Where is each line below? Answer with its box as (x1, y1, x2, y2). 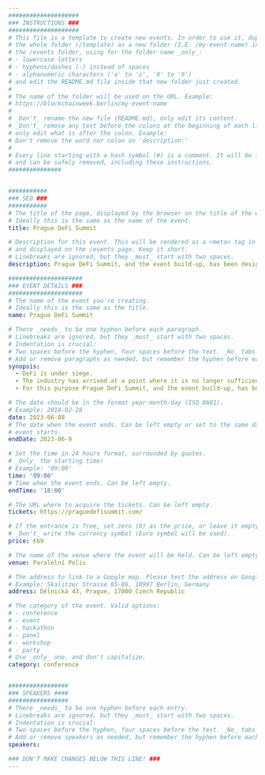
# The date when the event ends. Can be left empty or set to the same (8, 421, 248, 429)
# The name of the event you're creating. (8, 297, 150, 304)
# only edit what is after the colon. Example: (8, 129, 168, 137)
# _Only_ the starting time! (8, 457, 104, 465)
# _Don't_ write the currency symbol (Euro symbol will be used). (8, 530, 231, 538)
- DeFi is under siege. (15, 369, 93, 378)
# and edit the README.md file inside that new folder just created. (8, 77, 242, 85)
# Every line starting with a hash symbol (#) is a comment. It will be (8, 151, 252, 159)
